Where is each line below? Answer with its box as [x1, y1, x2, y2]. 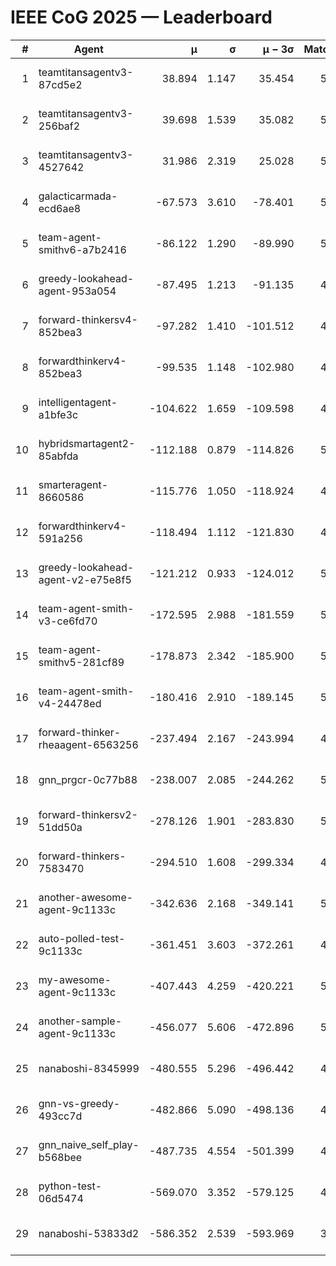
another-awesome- [38, 890, 134, 904]
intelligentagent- [38, 395, 118, 409]
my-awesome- [38, 972, 112, 986]
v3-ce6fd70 [38, 614, 98, 628]
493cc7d [38, 1109, 83, 1123]
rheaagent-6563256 [38, 737, 139, 751]
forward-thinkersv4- [38, 312, 138, 326]
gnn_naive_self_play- [38, 1137, 140, 1151]
